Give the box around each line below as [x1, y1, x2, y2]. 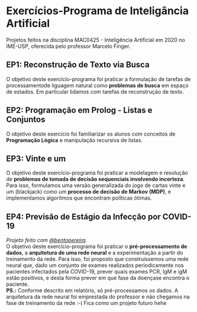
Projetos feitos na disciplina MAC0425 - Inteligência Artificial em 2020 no [6, 36, 185, 43]
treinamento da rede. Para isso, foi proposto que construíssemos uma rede [6, 256, 189, 263]
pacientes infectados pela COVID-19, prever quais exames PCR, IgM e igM [6, 268, 188, 275]
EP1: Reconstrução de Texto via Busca [6, 60, 150, 70]
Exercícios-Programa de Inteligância [6, 4, 189, 18]
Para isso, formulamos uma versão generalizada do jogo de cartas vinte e [6, 182, 186, 189]
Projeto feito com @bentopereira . [6, 237, 88, 244]
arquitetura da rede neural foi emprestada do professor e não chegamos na [6, 293, 190, 300]
